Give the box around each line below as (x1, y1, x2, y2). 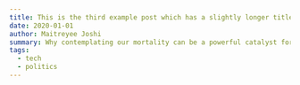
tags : (9, 46, 29, 55)
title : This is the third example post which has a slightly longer (9, 12, 270, 22)
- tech (17, 54, 42, 63)
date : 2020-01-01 (9, 21, 74, 30)
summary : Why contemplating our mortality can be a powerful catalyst (9, 37, 278, 47)
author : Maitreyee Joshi (9, 29, 102, 38)
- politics (17, 63, 58, 72)
